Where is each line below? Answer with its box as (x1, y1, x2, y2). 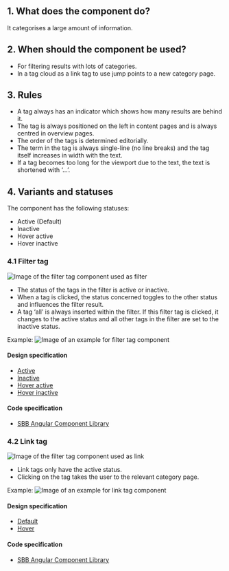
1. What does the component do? (7, 6, 151, 17)
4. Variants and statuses (7, 186, 114, 197)
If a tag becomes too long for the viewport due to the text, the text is (16, 158, 210, 167)
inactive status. (16, 322, 60, 330)
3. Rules (7, 89, 43, 101)
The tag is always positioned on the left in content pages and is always (16, 122, 217, 130)
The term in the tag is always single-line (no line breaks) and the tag (16, 144, 210, 152)
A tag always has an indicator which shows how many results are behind (16, 107, 223, 116)
